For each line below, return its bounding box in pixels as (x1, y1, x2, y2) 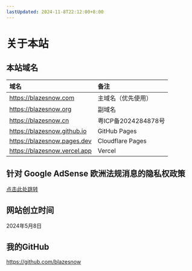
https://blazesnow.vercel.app (9, 146, 92, 155)
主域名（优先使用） (97, 94, 153, 102)
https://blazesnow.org (9, 105, 72, 113)
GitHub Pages (97, 126, 137, 135)
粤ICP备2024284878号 (97, 116, 165, 125)
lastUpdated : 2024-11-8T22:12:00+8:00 (6, 8, 104, 15)
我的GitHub (6, 241, 50, 252)
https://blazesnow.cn (9, 116, 69, 125)
